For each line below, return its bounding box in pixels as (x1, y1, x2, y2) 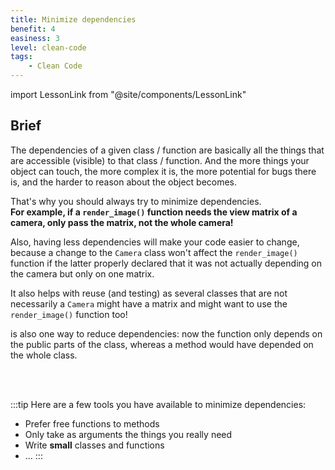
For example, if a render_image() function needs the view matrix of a (10, 206, 298, 218)
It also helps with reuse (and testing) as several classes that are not (10, 287, 288, 299)
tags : (10, 52, 33, 62)
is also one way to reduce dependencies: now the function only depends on (10, 327, 323, 340)
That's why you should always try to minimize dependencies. (10, 195, 262, 207)
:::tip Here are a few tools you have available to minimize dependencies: (10, 398, 307, 410)
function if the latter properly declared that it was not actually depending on (10, 257, 322, 269)
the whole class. (10, 349, 78, 361)
